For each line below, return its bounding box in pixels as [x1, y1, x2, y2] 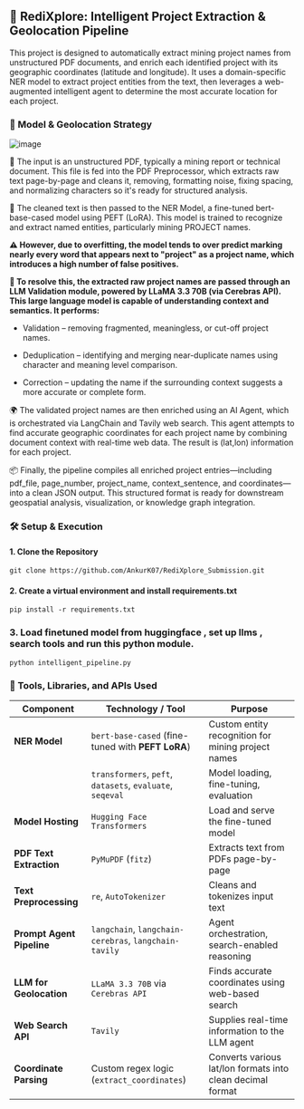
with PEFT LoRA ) [118, 740, 192, 753]
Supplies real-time [208, 1014, 289, 1027]
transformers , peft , [90, 767, 174, 780]
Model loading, [208, 767, 272, 779]
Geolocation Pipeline [9, 24, 129, 39]
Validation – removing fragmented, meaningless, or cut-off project [22, 323, 269, 333]
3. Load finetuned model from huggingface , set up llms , [9, 626, 263, 639]
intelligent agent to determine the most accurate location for [53, 85, 278, 96]
